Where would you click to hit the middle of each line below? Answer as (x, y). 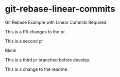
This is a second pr (24, 41)
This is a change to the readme (36, 69)
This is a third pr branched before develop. (48, 60)
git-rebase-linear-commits (60, 9)
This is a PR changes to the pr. (35, 31)
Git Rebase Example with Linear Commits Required (56, 22)
